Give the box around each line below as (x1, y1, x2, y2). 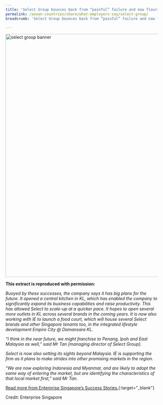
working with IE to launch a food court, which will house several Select (5, 317, 147, 322)
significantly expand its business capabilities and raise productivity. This (5, 301, 151, 307)
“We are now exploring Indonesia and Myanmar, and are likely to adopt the (5, 365, 156, 371)
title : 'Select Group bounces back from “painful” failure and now (5, 7, 145, 12)
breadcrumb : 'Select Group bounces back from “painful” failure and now (5, 16, 155, 21)
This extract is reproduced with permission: (5, 281, 96, 287)
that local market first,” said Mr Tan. (5, 375, 78, 382)
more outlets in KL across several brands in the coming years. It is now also (5, 311, 157, 317)
